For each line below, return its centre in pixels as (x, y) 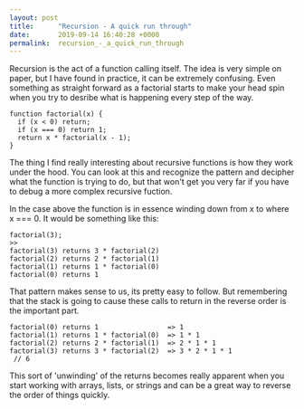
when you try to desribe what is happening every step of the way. (132, 98)
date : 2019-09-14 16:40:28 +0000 (85, 34)
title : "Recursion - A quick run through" (101, 26)
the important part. (44, 311)
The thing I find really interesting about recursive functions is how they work (152, 163)
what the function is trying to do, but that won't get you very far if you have (149, 182)
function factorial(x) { (56, 114)
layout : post (34, 18)
